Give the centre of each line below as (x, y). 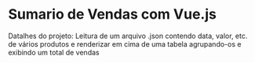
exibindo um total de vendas (54, 52)
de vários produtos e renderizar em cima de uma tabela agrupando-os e (125, 44)
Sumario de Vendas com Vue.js (113, 14)
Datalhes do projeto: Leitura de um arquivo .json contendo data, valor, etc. (128, 36)
